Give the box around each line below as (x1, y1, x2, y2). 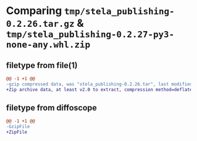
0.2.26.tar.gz (6, 19, 75, 30)
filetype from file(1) (6, 60, 78, 70)
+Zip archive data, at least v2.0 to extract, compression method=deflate (6, 87, 193, 92)
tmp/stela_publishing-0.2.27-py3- (6, 29, 175, 40)
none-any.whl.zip (6, 39, 91, 50)
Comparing (6, 4, 62, 18)
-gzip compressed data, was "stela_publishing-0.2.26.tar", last (6, 81, 169, 87)
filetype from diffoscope (6, 103, 97, 113)
